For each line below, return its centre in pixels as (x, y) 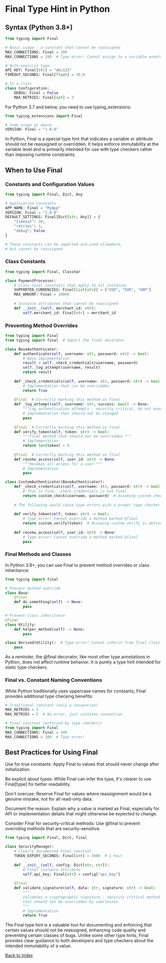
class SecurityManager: (30, 847)
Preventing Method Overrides (41, 325)
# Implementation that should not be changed (71, 414)
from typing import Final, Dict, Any (44, 194)
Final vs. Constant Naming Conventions (54, 680)
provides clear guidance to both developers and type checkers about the (79, 941)
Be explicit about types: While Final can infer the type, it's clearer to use (78, 779)
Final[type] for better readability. (38, 784)
